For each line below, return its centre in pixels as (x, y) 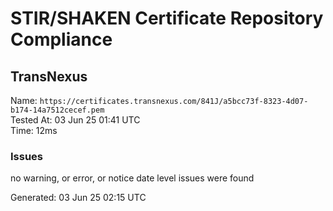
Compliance (61, 39)
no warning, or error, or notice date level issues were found (132, 178)
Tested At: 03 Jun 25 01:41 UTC (75, 120)
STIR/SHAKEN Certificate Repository (167, 18)
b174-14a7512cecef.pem (57, 110)
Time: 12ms (34, 130)
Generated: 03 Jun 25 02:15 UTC (78, 198)
